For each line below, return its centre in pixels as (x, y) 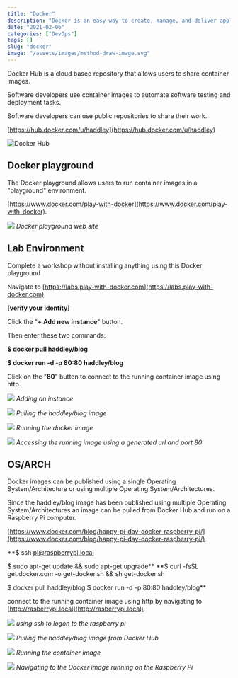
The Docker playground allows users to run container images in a (102, 183)
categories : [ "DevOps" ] (42, 34)
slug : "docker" (30, 47)
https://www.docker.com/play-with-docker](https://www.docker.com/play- (119, 204)
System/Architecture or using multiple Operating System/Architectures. (111, 489)
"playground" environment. (47, 190)
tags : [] (20, 40)
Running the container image (58, 653)
